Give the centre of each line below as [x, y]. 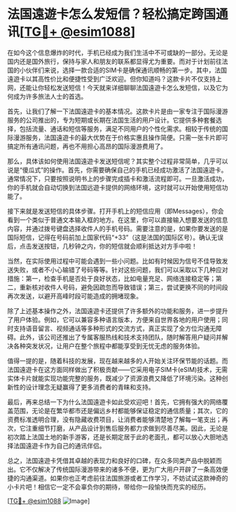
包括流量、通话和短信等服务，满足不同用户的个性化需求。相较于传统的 [120, 129]
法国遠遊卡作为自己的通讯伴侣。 [59, 445]
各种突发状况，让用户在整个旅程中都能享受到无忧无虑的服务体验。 [108, 346]
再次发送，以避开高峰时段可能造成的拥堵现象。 [75, 296]
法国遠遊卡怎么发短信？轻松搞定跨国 [112, 14]
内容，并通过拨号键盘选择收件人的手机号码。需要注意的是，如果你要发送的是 [118, 228]
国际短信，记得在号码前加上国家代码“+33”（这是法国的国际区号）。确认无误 [116, 237]
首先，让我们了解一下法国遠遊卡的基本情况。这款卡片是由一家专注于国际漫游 [118, 111]
